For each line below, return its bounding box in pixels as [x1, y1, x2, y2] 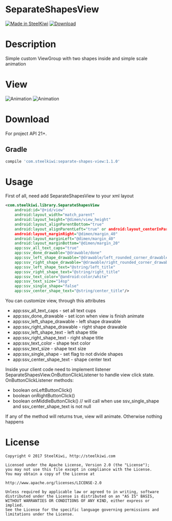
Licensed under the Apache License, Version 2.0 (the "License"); [5, 462, 150, 467]
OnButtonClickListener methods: [5, 377, 74, 383]
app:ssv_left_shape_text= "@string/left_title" [14, 264, 116, 269]
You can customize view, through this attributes [5, 298, 106, 304]
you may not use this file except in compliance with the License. [5, 467, 153, 472]
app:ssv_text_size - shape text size [12, 346, 87, 351]
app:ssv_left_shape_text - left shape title [12, 329, 98, 335]
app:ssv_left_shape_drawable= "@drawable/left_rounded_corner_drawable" [14, 255, 170, 260]
